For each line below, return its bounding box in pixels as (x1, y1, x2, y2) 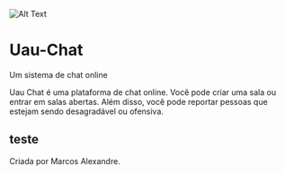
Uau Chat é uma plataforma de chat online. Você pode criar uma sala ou (9, 86, 277, 98)
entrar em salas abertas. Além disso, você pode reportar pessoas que (9, 96, 268, 107)
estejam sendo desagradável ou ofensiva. (9, 106, 165, 117)
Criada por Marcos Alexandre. (9, 155, 121, 166)
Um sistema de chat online (9, 69, 108, 80)
